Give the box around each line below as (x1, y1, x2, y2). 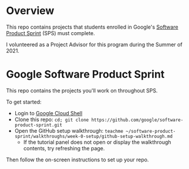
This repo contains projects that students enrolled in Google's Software (6, 23, 178, 30)
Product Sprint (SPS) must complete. (6, 29, 95, 36)
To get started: (6, 98, 42, 105)
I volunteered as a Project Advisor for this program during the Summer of (6, 41, 183, 48)
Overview (6, 4, 55, 18)
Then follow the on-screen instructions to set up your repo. (6, 156, 149, 163)
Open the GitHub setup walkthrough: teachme (14, 127, 123, 134)
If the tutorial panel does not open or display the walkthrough (23, 139, 171, 146)
